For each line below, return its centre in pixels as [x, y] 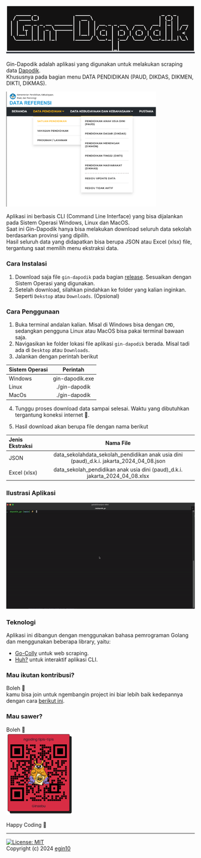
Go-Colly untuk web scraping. [52, 653]
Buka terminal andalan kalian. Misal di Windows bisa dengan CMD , [95, 324]
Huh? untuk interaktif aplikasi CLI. [56, 660]
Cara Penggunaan [33, 311]
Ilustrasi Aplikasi [31, 493]
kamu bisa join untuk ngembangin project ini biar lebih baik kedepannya [95, 694]
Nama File [118, 442]
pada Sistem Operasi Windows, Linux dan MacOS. [68, 223]
